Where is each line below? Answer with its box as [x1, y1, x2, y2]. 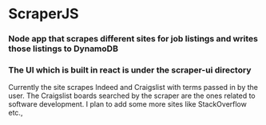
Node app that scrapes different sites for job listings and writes [8, 33, 258, 45]
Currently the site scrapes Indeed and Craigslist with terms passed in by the [8, 83, 258, 92]
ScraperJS [8, 5, 79, 23]
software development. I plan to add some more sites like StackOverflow [8, 100, 248, 109]
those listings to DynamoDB [8, 43, 118, 54]
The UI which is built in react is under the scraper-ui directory [8, 64, 252, 76]
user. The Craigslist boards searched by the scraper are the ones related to [8, 91, 256, 100]
